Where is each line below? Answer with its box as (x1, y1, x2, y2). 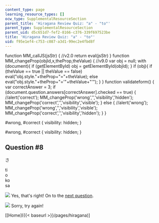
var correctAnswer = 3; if (5, 84, 56, 90)
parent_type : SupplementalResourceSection (5, 26, 93, 30)
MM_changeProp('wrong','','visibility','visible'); (5, 105, 98, 111)
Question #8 (5, 143, 44, 152)
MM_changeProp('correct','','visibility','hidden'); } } (5, 110, 107, 116)
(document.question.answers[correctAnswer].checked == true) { (5, 89, 136, 95)
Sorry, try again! (11, 202, 44, 209)
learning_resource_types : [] (5, 12, 65, 17)
